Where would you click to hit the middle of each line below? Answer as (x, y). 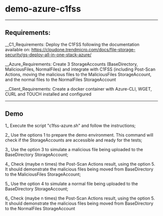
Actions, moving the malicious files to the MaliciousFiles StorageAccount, (78, 74)
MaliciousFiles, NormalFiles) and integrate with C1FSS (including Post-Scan (80, 69)
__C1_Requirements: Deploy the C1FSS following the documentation (72, 44)
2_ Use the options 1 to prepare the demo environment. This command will (79, 135)
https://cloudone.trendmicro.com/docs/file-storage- (83, 49)
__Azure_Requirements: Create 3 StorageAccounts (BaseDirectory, (72, 64)
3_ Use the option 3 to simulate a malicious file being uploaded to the (74, 149)
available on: (18, 49)
